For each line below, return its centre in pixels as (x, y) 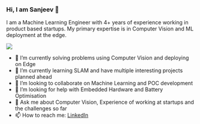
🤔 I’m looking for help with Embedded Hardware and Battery (89, 89)
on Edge (25, 64)
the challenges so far (41, 108)
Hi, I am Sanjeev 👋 (33, 10)
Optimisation (31, 96)
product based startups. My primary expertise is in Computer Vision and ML (100, 29)
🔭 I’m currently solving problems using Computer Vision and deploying (102, 58)
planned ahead (33, 77)
